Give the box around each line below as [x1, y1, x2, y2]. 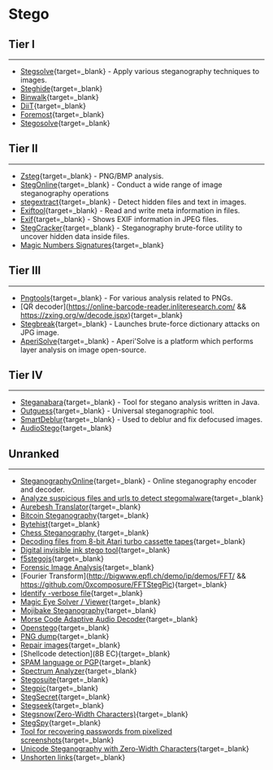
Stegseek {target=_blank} [19, 701, 105, 711]
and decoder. [19, 485, 65, 494]
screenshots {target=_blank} [19, 735, 115, 745]
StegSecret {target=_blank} [19, 692, 110, 702]
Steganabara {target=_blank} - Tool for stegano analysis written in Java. [19, 398, 260, 407]
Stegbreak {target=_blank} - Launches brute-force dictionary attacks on [19, 319, 260, 328]
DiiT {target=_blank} [19, 101, 87, 111]
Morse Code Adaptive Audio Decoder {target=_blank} [19, 615, 198, 624]
